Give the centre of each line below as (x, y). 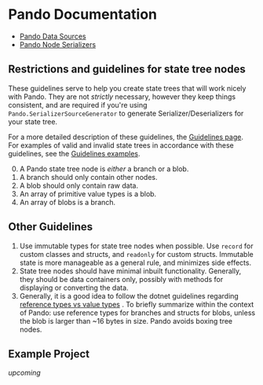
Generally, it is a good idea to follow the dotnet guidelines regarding (129, 295)
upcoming (24, 373)
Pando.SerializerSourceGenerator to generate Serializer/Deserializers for (126, 113)
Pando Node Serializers (58, 44)
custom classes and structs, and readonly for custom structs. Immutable (136, 254)
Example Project (49, 354)
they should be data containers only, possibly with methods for (121, 279)
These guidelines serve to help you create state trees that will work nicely (127, 88)
